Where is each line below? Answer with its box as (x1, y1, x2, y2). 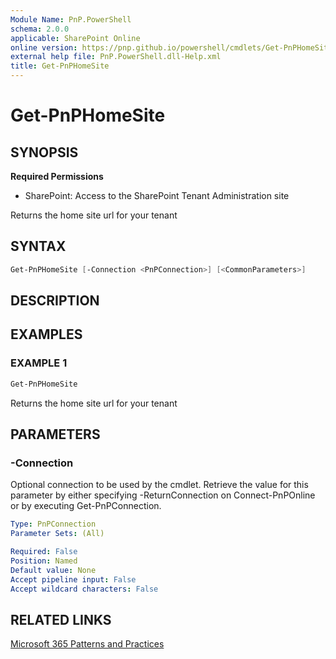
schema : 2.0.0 (10, 24, 70, 34)
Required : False (10, 547, 78, 557)
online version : (10, 42, 78, 53)
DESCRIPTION (10, 292, 100, 310)
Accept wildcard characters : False (10, 584, 159, 594)
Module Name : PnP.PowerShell (10, 14, 132, 25)
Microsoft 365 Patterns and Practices (10, 638, 165, 650)
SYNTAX (10, 238, 67, 255)
